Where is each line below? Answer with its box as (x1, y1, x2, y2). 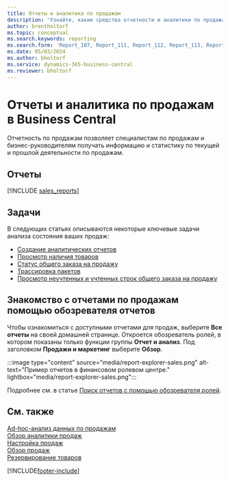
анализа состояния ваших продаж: (7, 232, 110, 241)
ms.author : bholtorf (7, 55, 66, 62)
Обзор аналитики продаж (7, 431, 82, 439)
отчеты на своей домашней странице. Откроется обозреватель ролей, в (7, 330, 221, 338)
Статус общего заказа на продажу (16, 260, 118, 268)
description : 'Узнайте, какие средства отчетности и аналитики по (7, 16, 201, 23)
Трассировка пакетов (16, 267, 81, 275)
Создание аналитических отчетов (16, 245, 117, 254)
